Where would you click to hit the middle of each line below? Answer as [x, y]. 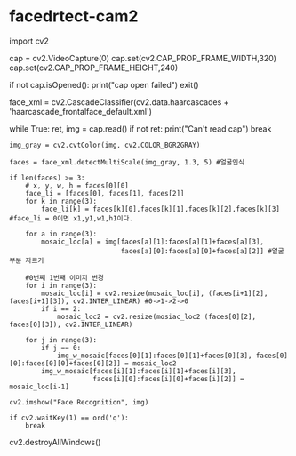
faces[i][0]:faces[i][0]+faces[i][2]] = [168, 379]
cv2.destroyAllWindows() [55, 442]
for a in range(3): [61, 234]
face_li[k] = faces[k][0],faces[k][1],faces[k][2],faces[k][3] [160, 209]
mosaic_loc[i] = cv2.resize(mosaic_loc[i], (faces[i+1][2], [155, 293]
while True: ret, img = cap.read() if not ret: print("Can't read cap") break [140, 128]
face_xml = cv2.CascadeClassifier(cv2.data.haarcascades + [119, 102]
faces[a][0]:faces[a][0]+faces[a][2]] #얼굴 [202, 251]
